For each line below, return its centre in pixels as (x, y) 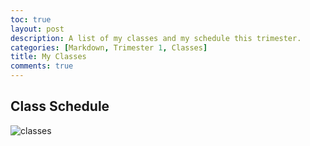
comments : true (42, 66)
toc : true (31, 19)
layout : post (37, 29)
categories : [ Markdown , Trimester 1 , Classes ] (109, 47)
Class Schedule (60, 106)
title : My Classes (48, 57)
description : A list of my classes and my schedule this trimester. (156, 38)
